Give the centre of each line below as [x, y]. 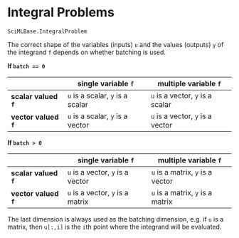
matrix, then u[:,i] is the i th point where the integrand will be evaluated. [115, 227]
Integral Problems [61, 12]
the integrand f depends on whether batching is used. [86, 52]
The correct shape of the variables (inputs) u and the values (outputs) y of [116, 44]
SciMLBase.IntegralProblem [47, 31]
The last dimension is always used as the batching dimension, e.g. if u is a [116, 219]
